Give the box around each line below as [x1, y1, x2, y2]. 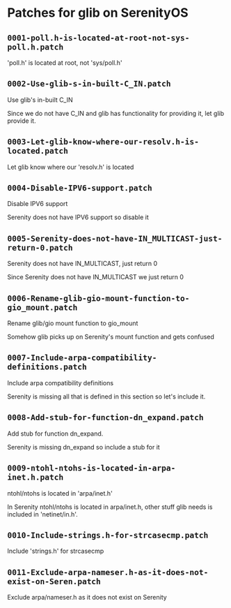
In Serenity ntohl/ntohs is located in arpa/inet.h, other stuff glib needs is [7, 503, 213, 511]
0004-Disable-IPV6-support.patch [7, 183, 153, 193]
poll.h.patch [7, 42, 64, 52]
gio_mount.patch [7, 302, 78, 312]
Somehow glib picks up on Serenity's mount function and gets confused [7, 333, 214, 341]
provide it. [7, 117, 36, 125]
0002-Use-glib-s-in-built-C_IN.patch [7, 79, 171, 89]
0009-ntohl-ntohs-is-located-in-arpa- [7, 463, 176, 473]
